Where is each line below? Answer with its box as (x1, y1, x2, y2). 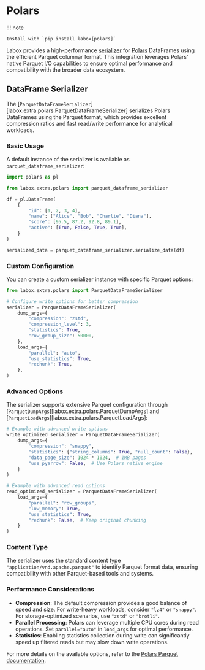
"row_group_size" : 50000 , (28, 333, 95, 339)
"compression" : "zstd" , (28, 315, 89, 322)
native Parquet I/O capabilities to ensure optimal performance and (6, 60, 173, 67)
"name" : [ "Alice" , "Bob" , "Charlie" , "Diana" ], (28, 213, 152, 220)
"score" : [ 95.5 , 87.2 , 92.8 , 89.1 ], (28, 219, 122, 225)
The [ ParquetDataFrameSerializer (6, 100, 91, 107)
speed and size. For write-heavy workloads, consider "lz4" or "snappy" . (15, 606, 197, 613)
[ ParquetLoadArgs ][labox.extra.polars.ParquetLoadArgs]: (6, 414, 148, 422)
